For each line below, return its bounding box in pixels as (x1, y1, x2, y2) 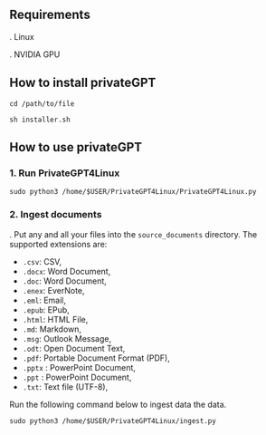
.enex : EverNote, (22, 285, 85, 295)
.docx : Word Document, (22, 266, 111, 276)
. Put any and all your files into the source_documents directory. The (9, 228, 258, 239)
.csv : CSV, (22, 256, 62, 266)
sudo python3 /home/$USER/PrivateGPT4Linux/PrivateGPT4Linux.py (9, 188, 257, 197)
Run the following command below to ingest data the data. (9, 399, 227, 410)
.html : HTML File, (22, 314, 89, 324)
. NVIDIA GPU (9, 49, 61, 60)
